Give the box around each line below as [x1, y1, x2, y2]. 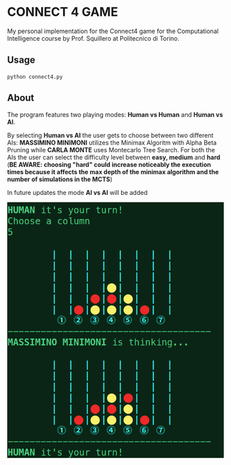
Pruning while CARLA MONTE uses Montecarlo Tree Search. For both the [7, 145, 215, 154]
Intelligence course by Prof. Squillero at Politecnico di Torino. [7, 34, 180, 42]
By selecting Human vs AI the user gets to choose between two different [7, 131, 214, 139]
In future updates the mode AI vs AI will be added [7, 188, 148, 196]
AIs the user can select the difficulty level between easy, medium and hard [7, 153, 221, 161]
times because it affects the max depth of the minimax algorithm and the [7, 167, 219, 176]
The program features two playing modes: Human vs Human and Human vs [7, 110, 223, 118]
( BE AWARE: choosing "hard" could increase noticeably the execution [7, 160, 211, 169]
